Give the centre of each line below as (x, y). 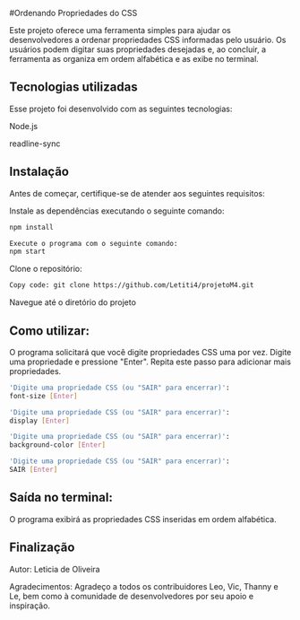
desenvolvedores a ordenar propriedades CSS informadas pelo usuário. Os (148, 40)
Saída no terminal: (61, 498)
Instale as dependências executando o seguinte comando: (117, 211)
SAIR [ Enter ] (34, 470)
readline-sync (35, 144)
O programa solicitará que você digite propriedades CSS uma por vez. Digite (150, 352)
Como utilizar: (50, 331)
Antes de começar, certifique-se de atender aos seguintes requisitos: (137, 193)
